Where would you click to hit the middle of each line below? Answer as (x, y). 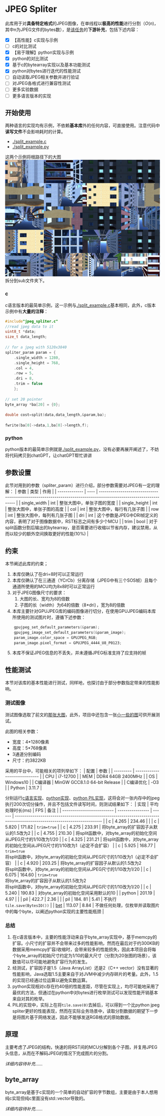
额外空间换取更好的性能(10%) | (57, 534)
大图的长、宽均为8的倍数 (45, 598)
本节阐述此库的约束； (27, 563)
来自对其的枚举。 (29, 999)
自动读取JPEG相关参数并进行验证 (46, 77)
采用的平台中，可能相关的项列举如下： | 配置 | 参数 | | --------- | (70, 771)
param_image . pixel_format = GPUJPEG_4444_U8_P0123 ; (68, 643)
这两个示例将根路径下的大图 (33, 157)
